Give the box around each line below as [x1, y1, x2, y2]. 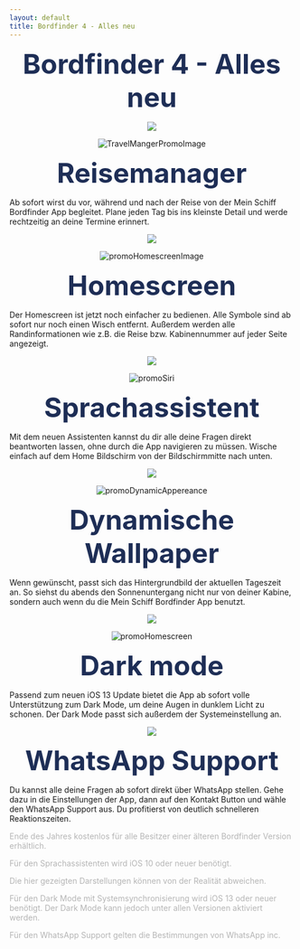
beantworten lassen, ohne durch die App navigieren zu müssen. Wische [9, 440, 277, 452]
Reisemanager [57, 155, 247, 190]
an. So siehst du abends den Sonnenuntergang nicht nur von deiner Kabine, [9, 587, 292, 597]
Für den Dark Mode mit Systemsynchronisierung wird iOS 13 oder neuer [9, 892, 277, 904]
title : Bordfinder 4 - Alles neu [9, 22, 136, 31]
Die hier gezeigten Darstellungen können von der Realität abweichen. [9, 875, 267, 886]
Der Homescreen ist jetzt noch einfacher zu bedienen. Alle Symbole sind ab [9, 309, 292, 320]
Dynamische [69, 503, 235, 537]
